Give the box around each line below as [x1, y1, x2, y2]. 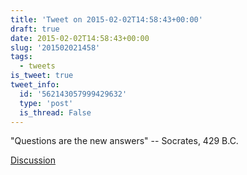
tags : [10, 52, 33, 62]
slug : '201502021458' [10, 42, 101, 53]
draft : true [10, 24, 60, 34]
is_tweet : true [10, 71, 74, 81]
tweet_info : [10, 80, 60, 90]
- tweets [19, 61, 56, 71]
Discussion [10, 154, 56, 166]
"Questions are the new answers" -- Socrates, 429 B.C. [10, 135, 239, 147]
